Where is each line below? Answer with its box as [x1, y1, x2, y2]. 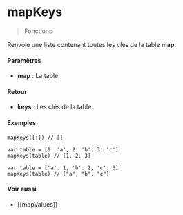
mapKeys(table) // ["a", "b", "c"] [7, 170, 110, 177]
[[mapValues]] [17, 200, 58, 208]
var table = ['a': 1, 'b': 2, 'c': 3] [7, 164, 119, 171]
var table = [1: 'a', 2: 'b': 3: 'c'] [7, 146, 119, 153]
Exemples [7, 118, 37, 127]
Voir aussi [7, 185, 37, 194]
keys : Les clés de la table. [17, 103, 93, 111]
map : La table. [17, 72, 60, 80]
